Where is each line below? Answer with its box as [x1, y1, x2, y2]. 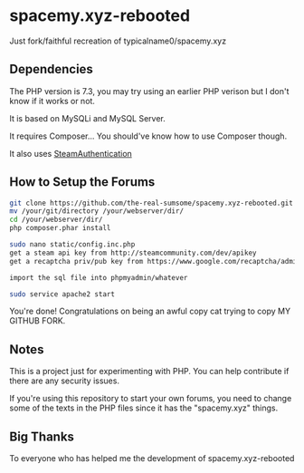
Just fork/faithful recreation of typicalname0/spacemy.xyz [9, 35, 227, 46]
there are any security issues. [9, 375, 120, 386]
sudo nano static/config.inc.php [9, 240, 136, 249]
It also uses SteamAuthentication [9, 148, 133, 159]
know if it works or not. [9, 95, 95, 106]
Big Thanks [9, 429, 75, 444]
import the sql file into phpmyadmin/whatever [9, 273, 188, 282]
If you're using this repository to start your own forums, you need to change [9, 393, 292, 404]
